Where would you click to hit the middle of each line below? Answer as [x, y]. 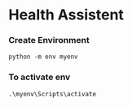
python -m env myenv [44, 57]
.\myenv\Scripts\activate [52, 94]
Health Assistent [66, 15]
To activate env [40, 77]
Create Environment [49, 40]
